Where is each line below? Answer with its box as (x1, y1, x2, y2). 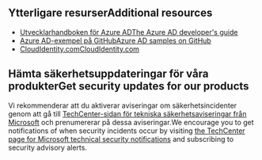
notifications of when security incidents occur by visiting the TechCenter (8, 126, 245, 135)
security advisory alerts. (8, 143, 87, 152)
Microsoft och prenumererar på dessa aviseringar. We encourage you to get (8, 117, 255, 127)
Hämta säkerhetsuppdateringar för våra (8, 67, 209, 81)
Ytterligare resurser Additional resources (8, 6, 213, 20)
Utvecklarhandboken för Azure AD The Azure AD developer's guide (19, 27, 238, 36)
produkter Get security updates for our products (8, 79, 249, 93)
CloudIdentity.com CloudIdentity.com (19, 44, 140, 54)
